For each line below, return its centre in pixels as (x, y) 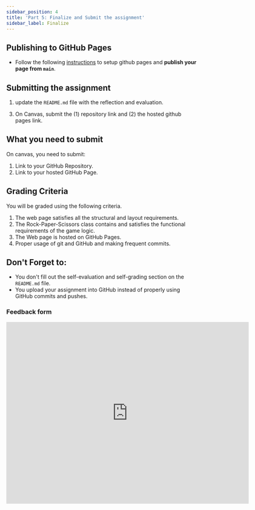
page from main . (35, 69)
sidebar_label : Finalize (38, 23)
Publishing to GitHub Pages (59, 48)
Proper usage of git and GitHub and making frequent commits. (93, 243)
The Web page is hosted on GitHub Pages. (68, 237)
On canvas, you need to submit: (46, 154)
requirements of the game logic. (55, 230)
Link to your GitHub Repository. (54, 166)
